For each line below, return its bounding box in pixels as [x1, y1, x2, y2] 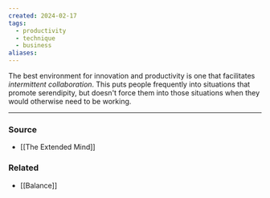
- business [15, 42, 52, 50]
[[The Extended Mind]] [19, 142, 96, 152]
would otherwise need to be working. [8, 97, 132, 106]
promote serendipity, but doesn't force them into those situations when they [8, 88, 260, 97]
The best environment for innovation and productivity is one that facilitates [8, 71, 256, 80]
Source [8, 123, 38, 135]
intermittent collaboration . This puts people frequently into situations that [8, 79, 251, 89]
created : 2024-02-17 [8, 11, 78, 20]
